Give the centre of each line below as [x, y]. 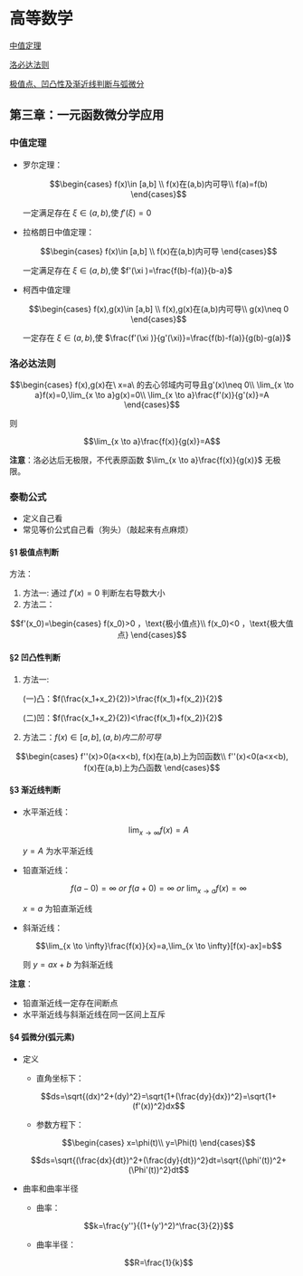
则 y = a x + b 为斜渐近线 [68, 965]
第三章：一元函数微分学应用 [87, 115]
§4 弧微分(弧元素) [42, 1037]
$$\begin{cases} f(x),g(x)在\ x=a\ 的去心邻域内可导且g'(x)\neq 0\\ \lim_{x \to [151, 385]
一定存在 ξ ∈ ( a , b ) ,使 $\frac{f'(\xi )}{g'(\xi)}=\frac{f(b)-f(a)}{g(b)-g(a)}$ [156, 338]
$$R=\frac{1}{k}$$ [158, 1262]
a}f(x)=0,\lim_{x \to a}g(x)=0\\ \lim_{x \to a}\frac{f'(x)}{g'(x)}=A [152, 395]
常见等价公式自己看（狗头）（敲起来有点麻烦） [108, 529]
